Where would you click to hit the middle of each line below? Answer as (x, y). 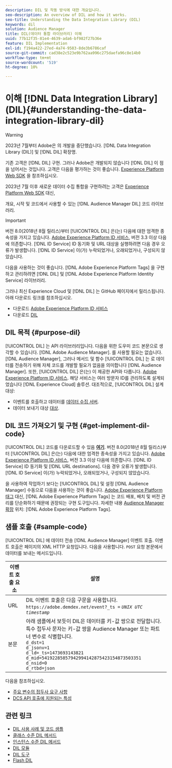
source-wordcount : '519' (32, 63)
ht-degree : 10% (21, 67)
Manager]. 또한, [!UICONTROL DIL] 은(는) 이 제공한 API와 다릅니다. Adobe (81, 371)
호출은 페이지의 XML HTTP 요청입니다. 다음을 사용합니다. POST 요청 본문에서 (87, 547)
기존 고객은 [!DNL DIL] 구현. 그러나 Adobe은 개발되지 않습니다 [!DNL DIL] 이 (82, 163)
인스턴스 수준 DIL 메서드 (37, 742)
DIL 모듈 (21, 748)
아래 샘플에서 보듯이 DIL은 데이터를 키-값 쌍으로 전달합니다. (94, 621)
